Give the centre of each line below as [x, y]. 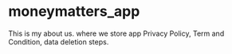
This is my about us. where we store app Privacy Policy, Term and [116, 33]
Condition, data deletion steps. [59, 41]
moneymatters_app [74, 12]
